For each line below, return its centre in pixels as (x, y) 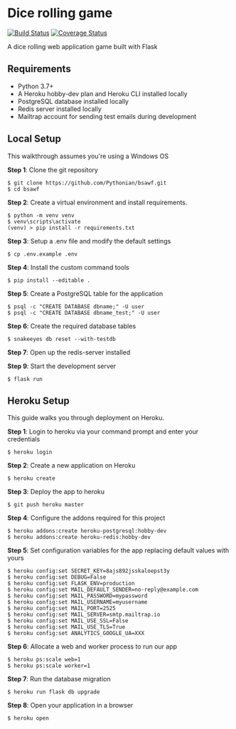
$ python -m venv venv (41, 215)
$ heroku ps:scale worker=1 (49, 666)
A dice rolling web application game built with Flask (82, 46)
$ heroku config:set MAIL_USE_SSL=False (68, 621)
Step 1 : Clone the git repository (53, 169)
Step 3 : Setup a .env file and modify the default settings (89, 241)
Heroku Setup (38, 400)
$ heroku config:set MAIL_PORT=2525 (61, 609)
